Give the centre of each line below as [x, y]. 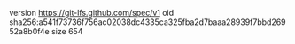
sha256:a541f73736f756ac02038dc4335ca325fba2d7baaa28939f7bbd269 [147, 22]
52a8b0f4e [30, 31]
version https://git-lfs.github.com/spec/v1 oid [92, 13]
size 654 [67, 31]
